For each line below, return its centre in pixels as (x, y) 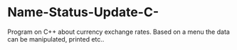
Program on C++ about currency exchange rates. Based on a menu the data (118, 32)
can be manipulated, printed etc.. (56, 39)
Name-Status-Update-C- (83, 12)
